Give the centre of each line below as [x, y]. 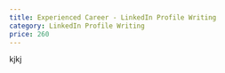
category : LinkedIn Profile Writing [77, 26]
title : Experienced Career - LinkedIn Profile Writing [113, 17]
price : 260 [29, 34]
